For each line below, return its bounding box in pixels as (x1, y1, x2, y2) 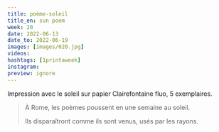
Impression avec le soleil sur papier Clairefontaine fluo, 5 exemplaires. (7, 89, 213, 98)
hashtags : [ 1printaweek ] (7, 57, 81, 64)
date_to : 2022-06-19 (7, 37, 69, 44)
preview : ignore (7, 70, 55, 77)
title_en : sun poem (7, 17, 65, 24)
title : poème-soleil (7, 10, 69, 18)
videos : (7, 50, 31, 57)
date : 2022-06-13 (7, 30, 59, 38)
